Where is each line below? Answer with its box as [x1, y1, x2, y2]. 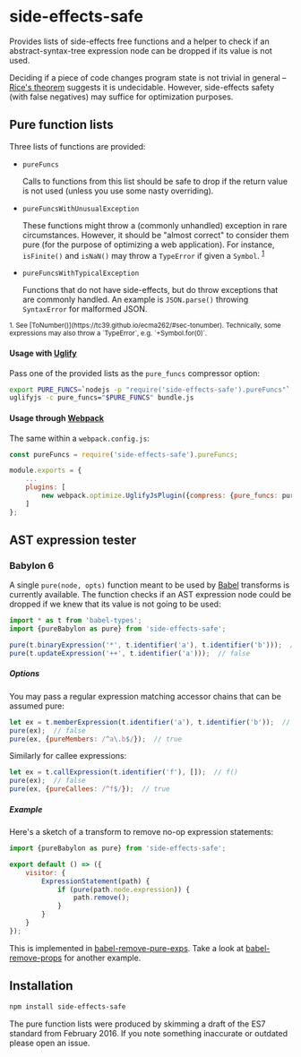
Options [9, 668, 40, 679]
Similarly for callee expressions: [9, 751, 127, 761]
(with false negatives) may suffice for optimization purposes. [9, 91, 234, 102]
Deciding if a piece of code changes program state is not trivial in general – [9, 72, 287, 82]
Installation [9, 978, 73, 993]
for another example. [64, 952, 142, 963]
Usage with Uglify [9, 348, 78, 358]
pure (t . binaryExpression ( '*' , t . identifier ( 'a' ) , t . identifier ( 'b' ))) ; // [9, 640, 298, 650]
